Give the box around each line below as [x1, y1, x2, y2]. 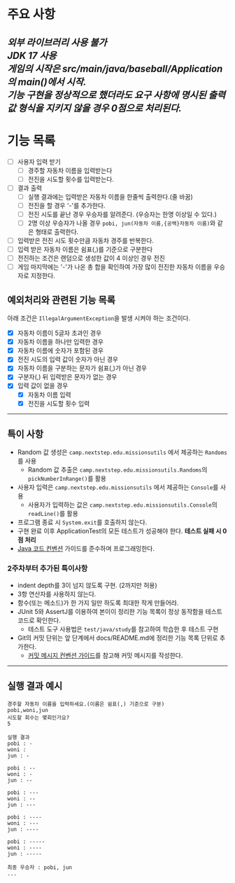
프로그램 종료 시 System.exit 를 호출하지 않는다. [17, 518, 148, 526]
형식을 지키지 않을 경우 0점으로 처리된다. [17, 102, 182, 114]
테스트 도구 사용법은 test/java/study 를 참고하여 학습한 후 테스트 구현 [27, 624, 219, 633]
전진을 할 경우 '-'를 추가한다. [27, 201, 106, 210]
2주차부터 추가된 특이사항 [7, 563, 88, 573]
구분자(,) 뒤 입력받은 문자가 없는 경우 [17, 373, 117, 381]
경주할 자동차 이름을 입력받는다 [27, 166, 113, 174]
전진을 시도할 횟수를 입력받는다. [27, 174, 114, 183]
